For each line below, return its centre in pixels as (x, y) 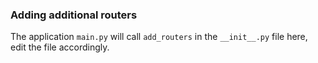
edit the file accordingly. (60, 47)
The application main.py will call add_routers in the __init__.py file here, (159, 37)
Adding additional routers (74, 15)
